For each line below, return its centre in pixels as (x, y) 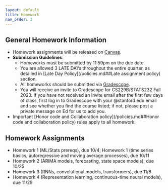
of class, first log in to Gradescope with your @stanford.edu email (88, 101)
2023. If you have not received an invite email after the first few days (91, 95)
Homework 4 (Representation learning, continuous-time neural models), (87, 177)
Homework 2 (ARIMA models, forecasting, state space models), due (83, 161)
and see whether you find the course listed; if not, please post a (86, 106)
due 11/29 (22, 182)
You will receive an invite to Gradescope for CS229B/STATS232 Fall (90, 90)
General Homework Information (56, 40)
